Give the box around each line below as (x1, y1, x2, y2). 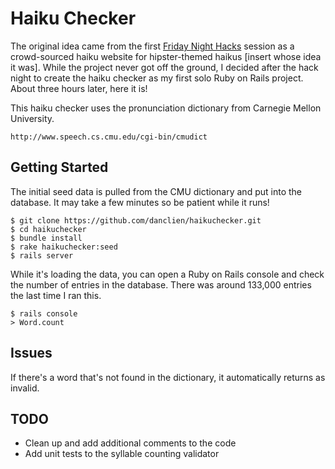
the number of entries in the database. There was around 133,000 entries (10, 278, 312, 291)
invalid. (10, 382, 40, 394)
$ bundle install (10, 233, 83, 243)
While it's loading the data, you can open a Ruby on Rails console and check (10, 268, 325, 280)
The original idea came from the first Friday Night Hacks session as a (10, 40, 295, 52)
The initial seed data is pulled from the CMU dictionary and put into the (10, 185, 302, 197)
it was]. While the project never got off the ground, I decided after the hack (10, 61, 319, 73)
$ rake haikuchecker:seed (10, 242, 118, 252)
